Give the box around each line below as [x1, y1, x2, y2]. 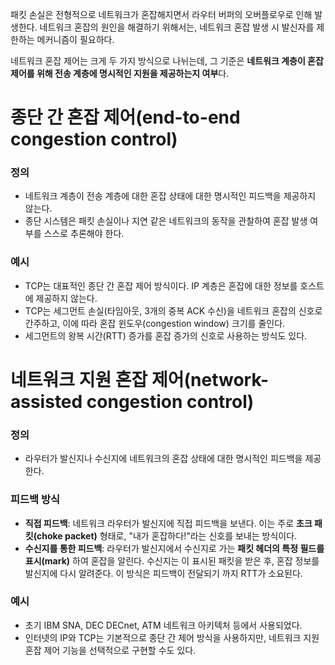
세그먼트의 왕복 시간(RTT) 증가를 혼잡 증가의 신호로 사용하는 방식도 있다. [24, 329, 308, 342]
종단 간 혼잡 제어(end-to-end [10, 106, 241, 129]
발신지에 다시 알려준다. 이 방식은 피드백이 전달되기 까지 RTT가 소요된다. [24, 567, 303, 579]
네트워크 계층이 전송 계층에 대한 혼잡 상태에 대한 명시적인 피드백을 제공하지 [24, 190, 317, 202]
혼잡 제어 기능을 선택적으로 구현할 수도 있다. [24, 644, 197, 656]
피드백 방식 [10, 493, 61, 507]
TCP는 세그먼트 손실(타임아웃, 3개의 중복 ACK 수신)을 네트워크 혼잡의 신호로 [24, 304, 323, 317]
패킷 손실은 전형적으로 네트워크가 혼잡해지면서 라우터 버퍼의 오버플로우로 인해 [10, 9, 313, 20]
